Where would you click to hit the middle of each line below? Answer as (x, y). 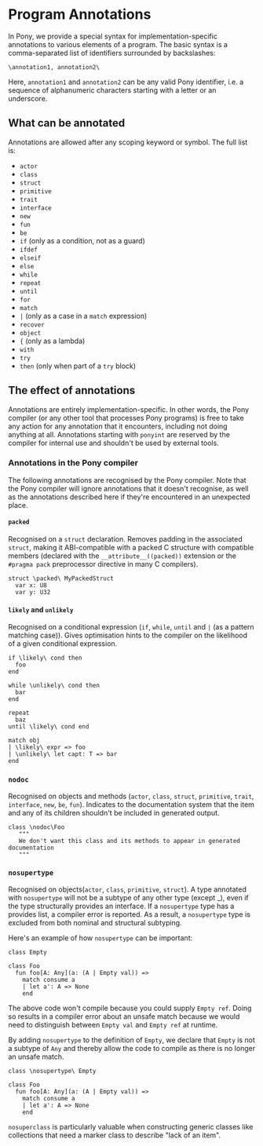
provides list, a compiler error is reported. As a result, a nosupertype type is (130, 914)
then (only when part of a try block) (77, 366)
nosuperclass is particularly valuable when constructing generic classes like (131, 1126)
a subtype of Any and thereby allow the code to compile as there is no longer (132, 1048)
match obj (24, 741)
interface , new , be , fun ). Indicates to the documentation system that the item (131, 804)
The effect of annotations (72, 391)
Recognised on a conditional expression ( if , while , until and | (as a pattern (131, 627)
